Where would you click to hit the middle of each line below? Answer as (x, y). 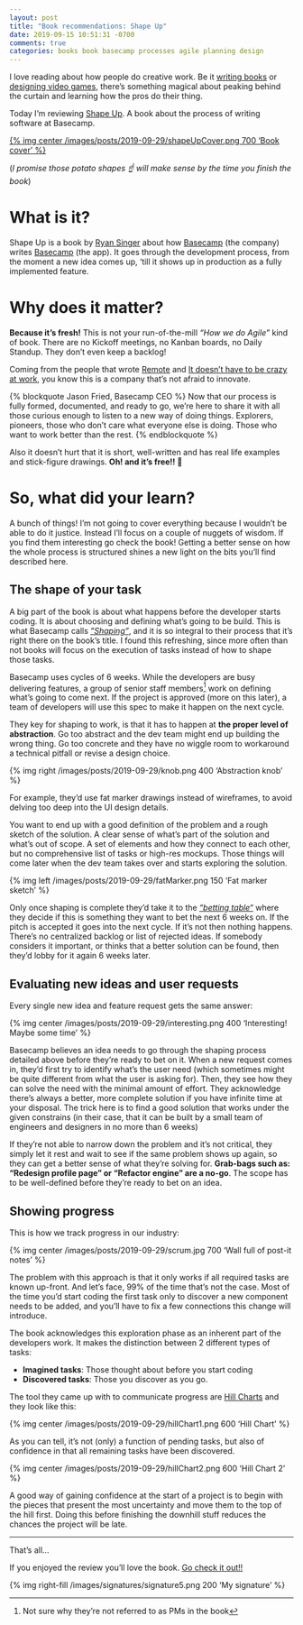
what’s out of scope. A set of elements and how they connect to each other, (150, 844)
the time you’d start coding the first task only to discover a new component (149, 1297)
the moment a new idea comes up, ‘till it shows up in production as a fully (146, 262)
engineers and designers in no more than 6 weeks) (104, 1127)
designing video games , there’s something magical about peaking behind (145, 87)
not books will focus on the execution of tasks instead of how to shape (141, 649)
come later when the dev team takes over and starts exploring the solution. (148, 863)
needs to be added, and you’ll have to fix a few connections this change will (150, 1306)
